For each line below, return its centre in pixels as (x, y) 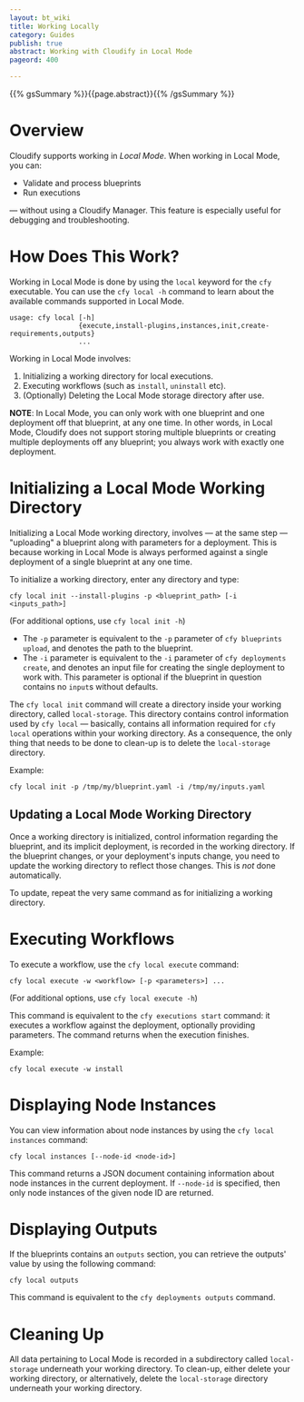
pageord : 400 (34, 60)
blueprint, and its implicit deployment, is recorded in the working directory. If (152, 846)
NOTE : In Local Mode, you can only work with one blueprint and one (137, 413)
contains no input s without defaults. (90, 686)
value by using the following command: (83, 1264)
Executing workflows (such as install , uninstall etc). (124, 385)
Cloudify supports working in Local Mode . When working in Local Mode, (145, 155)
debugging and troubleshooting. (69, 220)
